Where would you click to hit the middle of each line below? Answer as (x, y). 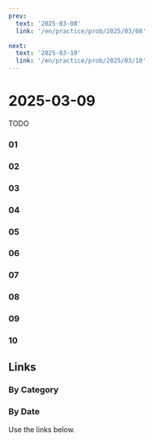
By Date (24, 412)
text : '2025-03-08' (49, 24)
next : (17, 45)
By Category (34, 390)
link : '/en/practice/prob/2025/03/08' (81, 31)
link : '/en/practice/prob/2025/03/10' (81, 61)
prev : (17, 16)
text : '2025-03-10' (49, 54)
